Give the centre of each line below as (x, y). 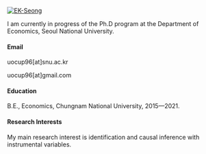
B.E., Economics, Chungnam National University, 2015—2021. (93, 106)
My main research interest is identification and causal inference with (103, 137)
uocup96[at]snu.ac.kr (38, 62)
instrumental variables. (39, 144)
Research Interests (35, 122)
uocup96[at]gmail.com (39, 75)
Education (22, 91)
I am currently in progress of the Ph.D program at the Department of (103, 24)
